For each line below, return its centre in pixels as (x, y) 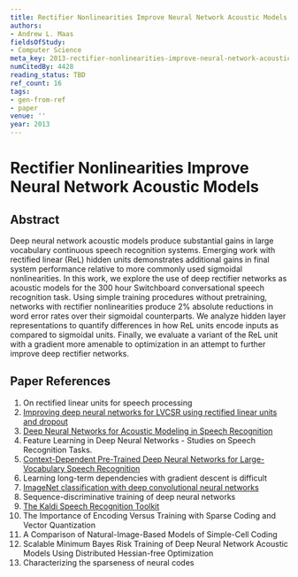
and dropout (46, 421)
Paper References (61, 381)
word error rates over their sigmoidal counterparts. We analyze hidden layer (148, 316)
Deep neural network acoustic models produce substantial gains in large (142, 241)
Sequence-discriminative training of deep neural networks (129, 496)
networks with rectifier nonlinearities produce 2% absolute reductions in (141, 307)
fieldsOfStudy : (38, 42)
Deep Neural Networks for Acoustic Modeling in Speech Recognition (148, 431)
